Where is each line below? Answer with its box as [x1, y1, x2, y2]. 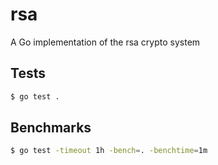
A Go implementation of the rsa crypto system [10, 36, 201, 48]
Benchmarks [10, 119, 92, 137]
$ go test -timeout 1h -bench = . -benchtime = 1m [10, 146, 208, 156]
